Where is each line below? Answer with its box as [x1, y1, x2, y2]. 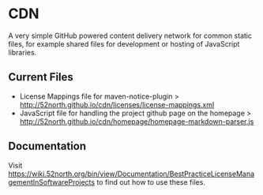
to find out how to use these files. [96, 177, 205, 186]
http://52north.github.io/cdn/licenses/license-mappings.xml [19, 99, 215, 109]
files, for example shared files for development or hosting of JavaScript [8, 39, 240, 48]
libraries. [8, 47, 37, 57]
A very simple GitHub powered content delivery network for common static [8, 31, 253, 40]
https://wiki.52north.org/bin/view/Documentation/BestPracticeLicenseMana [8, 169, 255, 178]
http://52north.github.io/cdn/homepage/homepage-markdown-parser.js [19, 116, 254, 126]
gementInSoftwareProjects [8, 177, 96, 186]
